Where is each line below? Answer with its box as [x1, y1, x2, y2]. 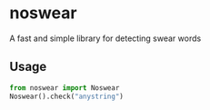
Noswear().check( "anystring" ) [9, 92, 125, 101]
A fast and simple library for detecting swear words [9, 33, 202, 44]
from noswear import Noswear [9, 83, 120, 93]
